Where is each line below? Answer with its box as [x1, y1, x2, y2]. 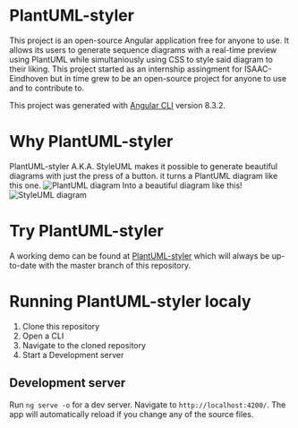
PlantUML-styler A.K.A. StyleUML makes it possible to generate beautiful [9, 160, 278, 171]
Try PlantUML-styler [9, 221, 164, 242]
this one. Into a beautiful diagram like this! [9, 180, 243, 191]
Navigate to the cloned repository [21, 339, 146, 350]
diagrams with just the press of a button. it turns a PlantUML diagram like [9, 170, 278, 181]
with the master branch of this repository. [38, 260, 192, 270]
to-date [9, 260, 38, 270]
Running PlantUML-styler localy [9, 292, 252, 312]
